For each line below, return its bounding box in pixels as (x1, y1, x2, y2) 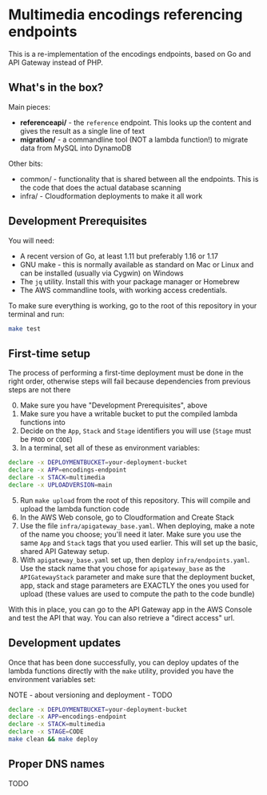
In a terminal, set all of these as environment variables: (19, 443, 200, 453)
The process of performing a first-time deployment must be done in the (8, 368, 244, 378)
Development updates (8, 636, 122, 650)
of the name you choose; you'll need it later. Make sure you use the (19, 529, 241, 539)
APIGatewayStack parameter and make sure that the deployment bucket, (19, 572, 256, 581)
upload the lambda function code (19, 504, 130, 513)
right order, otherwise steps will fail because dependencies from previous (8, 376, 251, 386)
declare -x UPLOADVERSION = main (8, 480, 113, 489)
